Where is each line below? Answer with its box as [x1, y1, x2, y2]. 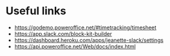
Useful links [5, 4, 67, 18]
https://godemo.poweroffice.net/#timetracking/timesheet [14, 24, 157, 31]
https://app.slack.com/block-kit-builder [14, 30, 112, 37]
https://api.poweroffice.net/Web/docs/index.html [14, 43, 136, 50]
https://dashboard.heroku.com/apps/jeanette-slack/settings [14, 36, 164, 43]
